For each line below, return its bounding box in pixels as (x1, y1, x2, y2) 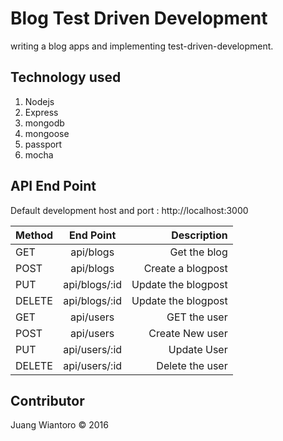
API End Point (10, 178, 97, 195)
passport (24, 138, 63, 150)
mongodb (24, 117, 65, 129)
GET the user (166, 310, 228, 324)
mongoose (24, 127, 70, 139)
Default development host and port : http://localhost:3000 (10, 204, 249, 216)
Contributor (10, 392, 85, 409)
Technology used (10, 69, 122, 86)
